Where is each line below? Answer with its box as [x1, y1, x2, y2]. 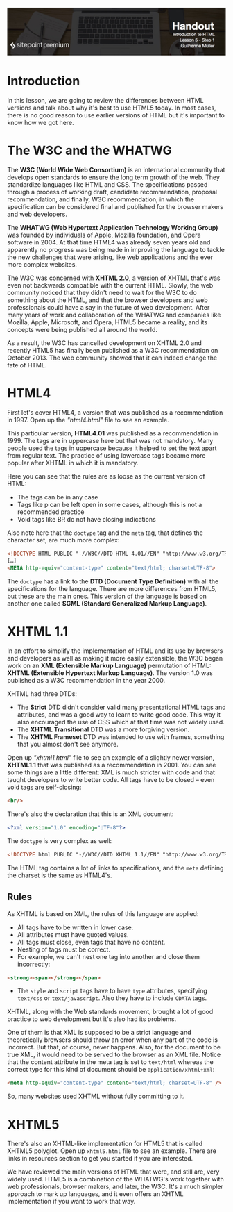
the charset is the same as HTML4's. [7, 871, 112, 879]
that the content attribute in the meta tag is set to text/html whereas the [7, 1058, 214, 1066]
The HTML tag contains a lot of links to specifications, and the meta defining [7, 863, 224, 872]
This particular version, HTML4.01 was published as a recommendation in [7, 429, 218, 438]
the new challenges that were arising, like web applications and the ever [7, 253, 214, 261]
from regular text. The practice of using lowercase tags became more [7, 451, 206, 459]
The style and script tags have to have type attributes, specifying [17, 987, 207, 995]
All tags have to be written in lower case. [17, 923, 134, 931]
